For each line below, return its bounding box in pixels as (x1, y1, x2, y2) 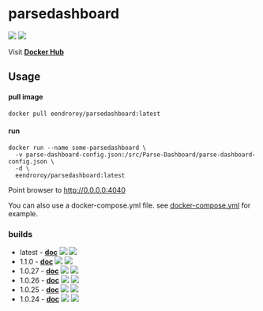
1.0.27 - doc (19, 266, 59, 276)
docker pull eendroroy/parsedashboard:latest (8, 110, 160, 118)
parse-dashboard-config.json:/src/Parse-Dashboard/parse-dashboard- (25, 151, 257, 159)
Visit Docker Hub (8, 47, 65, 56)
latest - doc (19, 248, 58, 257)
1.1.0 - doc (19, 257, 54, 267)
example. (8, 208, 38, 218)
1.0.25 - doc (19, 285, 59, 294)
